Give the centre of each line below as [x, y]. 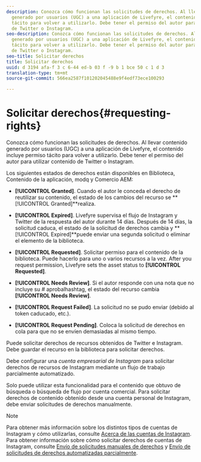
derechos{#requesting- [111, 113]
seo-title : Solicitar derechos [45, 56]
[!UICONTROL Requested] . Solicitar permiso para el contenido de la [99, 252]
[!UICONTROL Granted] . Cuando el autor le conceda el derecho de [98, 191]
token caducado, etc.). [42, 314]
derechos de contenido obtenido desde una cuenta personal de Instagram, [98, 398]
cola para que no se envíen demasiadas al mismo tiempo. [86, 332]
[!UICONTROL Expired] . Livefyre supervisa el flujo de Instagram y [96, 215]
